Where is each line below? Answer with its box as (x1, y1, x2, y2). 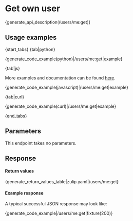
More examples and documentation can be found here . (5, 74, 115, 81)
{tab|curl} (5, 94, 24, 99)
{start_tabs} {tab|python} (5, 46, 56, 52)
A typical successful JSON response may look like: (5, 201, 107, 207)
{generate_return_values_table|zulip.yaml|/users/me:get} (5, 179, 119, 185)
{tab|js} (5, 65, 20, 71)
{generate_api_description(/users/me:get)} (5, 19, 91, 25)
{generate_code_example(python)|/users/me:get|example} (5, 56, 123, 62)
